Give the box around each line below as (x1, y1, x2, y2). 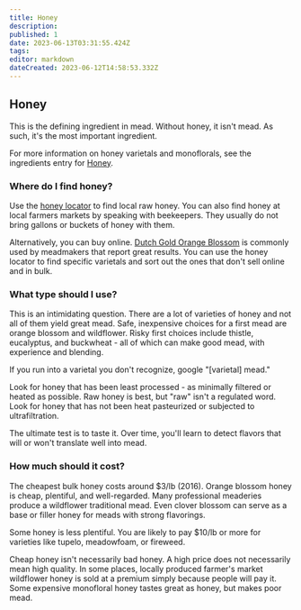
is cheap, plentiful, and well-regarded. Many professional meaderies (9, 490, 262, 501)
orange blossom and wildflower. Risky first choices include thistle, (9, 328, 254, 339)
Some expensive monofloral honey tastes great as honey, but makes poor (9, 582, 282, 593)
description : (9, 22, 58, 31)
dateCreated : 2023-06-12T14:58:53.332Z (9, 64, 159, 73)
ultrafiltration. (9, 411, 60, 422)
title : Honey (9, 13, 58, 23)
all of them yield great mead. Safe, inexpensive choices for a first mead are (9, 318, 288, 329)
